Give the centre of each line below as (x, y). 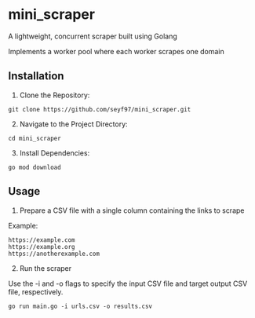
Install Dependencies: (55, 153)
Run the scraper (46, 268)
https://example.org (42, 247)
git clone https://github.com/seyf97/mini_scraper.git (100, 109)
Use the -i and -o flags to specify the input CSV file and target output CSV (128, 283)
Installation (36, 76)
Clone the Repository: (55, 95)
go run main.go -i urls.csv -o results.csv (80, 306)
